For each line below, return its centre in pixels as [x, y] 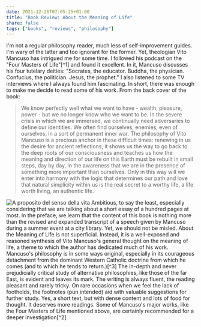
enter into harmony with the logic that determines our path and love [104, 178]
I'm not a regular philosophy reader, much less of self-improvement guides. [99, 46]
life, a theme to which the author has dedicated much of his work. [87, 247]
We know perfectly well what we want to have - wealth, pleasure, [101, 108]
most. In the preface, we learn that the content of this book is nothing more [99, 215]
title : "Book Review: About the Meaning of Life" [70, 17]
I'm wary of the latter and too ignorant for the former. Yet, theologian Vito [97, 52]
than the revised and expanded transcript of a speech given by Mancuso [96, 222]
